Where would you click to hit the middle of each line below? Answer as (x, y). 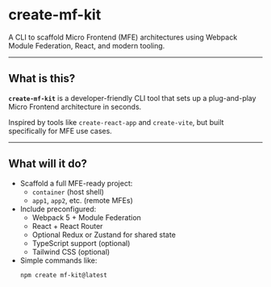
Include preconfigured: (58, 209)
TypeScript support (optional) (81, 243)
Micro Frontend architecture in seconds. (75, 106)
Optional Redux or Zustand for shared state (104, 235)
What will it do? (48, 164)
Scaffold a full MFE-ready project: (76, 183)
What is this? (42, 79)
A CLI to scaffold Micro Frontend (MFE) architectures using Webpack (123, 37)
